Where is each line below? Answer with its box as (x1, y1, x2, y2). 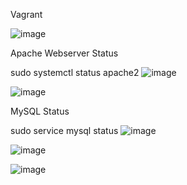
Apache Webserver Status (10, 47, 119, 59)
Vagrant (10, 9, 43, 20)
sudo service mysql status (10, 125, 119, 136)
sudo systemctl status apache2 (10, 67, 140, 78)
